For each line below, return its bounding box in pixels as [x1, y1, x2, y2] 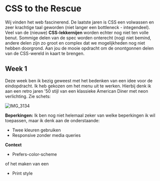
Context [5, 142, 22, 148]
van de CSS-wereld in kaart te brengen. [5, 50, 85, 56]
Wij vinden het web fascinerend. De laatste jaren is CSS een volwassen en [5, 19, 154, 25]
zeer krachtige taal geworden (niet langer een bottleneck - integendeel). [5, 24, 150, 30]
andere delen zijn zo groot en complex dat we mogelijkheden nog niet [5, 40, 145, 46]
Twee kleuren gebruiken [12, 127, 61, 133]
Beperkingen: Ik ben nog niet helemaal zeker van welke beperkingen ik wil [5, 112, 156, 118]
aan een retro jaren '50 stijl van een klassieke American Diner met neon [5, 88, 149, 94]
